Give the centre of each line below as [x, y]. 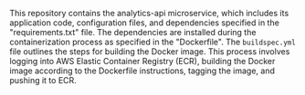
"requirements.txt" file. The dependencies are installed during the [133, 32]
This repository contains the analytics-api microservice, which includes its [149, 13]
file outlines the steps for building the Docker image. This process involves [150, 52]
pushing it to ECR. [43, 80]
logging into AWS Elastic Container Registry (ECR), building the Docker [142, 61]
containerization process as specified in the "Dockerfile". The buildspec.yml [153, 42]
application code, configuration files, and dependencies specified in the [145, 23]
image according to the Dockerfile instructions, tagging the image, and [142, 71]
